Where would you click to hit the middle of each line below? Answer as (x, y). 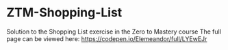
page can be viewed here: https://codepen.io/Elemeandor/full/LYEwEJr (107, 38)
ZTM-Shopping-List (64, 13)
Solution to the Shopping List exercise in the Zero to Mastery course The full (114, 32)
